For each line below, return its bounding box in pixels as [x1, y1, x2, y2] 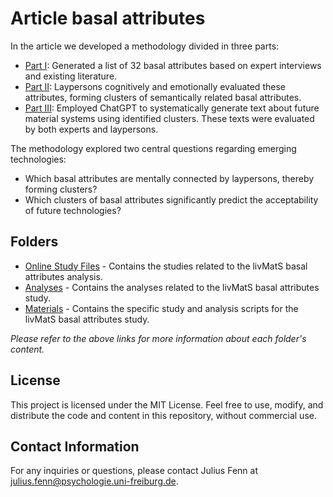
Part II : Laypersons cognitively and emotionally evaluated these [24, 80, 286, 92]
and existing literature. [24, 70, 118, 82]
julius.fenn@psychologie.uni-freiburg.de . [10, 475, 179, 487]
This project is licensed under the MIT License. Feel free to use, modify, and [10, 398, 324, 411]
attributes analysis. [24, 270, 103, 282]
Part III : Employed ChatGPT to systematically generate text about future [24, 102, 320, 114]
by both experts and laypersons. [24, 123, 159, 135]
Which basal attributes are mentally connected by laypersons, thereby [24, 172, 315, 184]
